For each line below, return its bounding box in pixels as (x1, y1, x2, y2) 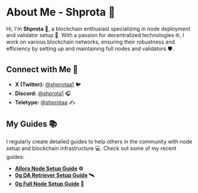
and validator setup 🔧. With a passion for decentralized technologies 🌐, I (6, 31, 184, 38)
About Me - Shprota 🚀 (6, 5, 116, 19)
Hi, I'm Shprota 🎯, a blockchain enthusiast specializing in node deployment (6, 25, 191, 32)
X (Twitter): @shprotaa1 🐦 (14, 81, 82, 88)
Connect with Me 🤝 (6, 65, 79, 75)
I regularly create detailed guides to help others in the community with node (6, 137, 193, 145)
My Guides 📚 (6, 119, 58, 129)
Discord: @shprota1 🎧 (14, 90, 72, 97)
